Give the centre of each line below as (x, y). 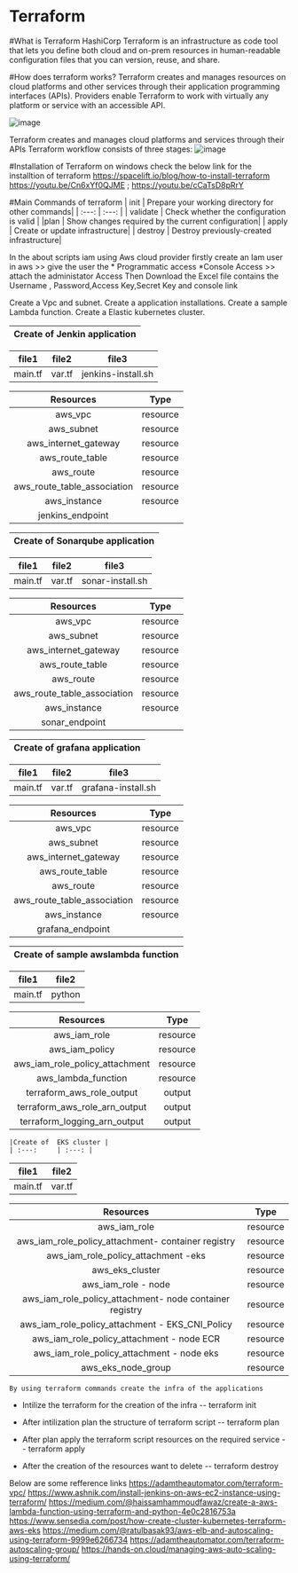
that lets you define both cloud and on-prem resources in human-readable (145, 50)
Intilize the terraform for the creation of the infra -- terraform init (139, 1404)
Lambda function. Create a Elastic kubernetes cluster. (107, 311)
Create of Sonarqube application (84, 540)
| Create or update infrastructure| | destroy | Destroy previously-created (141, 230)
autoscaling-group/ (44, 1549)
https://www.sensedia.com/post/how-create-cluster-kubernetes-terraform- (148, 1521)
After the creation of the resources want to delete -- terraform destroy (150, 1466)
